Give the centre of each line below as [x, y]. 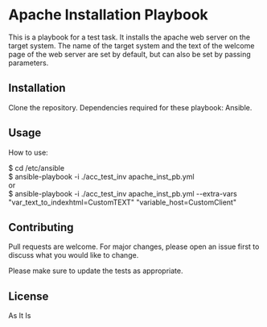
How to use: [28, 152]
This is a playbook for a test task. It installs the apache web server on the [129, 37]
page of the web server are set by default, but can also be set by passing [129, 54]
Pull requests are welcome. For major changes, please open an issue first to [134, 246]
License [29, 296]
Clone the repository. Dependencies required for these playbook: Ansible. [130, 107]
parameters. [29, 63]
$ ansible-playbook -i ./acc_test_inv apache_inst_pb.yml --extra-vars [123, 193]
